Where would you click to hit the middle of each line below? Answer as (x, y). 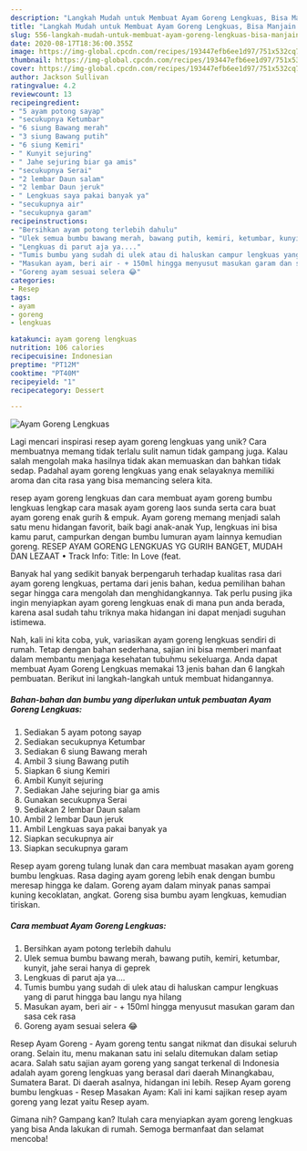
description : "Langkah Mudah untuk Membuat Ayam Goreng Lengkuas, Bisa (149, 18)
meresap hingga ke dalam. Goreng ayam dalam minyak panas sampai (141, 886)
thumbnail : (31, 60)
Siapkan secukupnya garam (76, 848)
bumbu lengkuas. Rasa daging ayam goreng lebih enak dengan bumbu (143, 876)
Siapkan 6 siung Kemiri (67, 771)
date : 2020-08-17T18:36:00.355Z (72, 43)
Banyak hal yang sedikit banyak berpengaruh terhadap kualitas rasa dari (146, 574)
